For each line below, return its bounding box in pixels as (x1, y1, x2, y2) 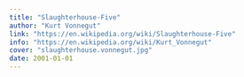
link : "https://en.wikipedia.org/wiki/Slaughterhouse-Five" (9, 29, 237, 38)
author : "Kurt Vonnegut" (9, 21, 101, 30)
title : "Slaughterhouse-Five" (9, 12, 122, 22)
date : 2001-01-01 (9, 54, 74, 63)
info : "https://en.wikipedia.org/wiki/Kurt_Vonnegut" (9, 37, 213, 47)
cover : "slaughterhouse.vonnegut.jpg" (9, 46, 153, 55)
